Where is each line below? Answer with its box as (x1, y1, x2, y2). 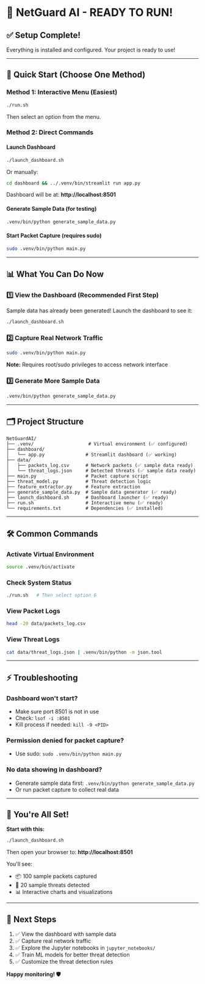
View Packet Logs (6, 607, 60, 615)
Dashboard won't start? (6, 694, 78, 702)
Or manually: (6, 168, 38, 175)
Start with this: (6, 825, 45, 833)
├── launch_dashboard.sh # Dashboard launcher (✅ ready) (6, 494, 169, 501)
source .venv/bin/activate (6, 564, 75, 570)
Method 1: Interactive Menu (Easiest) (6, 88, 118, 97)
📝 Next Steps (6, 914, 57, 925)
